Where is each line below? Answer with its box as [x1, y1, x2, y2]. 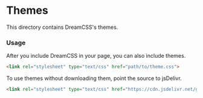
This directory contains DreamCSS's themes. [6, 23, 118, 31]
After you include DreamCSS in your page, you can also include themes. [6, 52, 186, 60]
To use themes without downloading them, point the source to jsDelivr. [6, 75, 182, 82]
